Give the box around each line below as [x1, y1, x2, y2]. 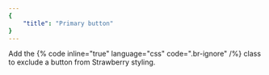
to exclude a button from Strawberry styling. [8, 57, 156, 67]
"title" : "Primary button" [23, 19, 114, 27]
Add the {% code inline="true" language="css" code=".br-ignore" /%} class [8, 49, 261, 59]
